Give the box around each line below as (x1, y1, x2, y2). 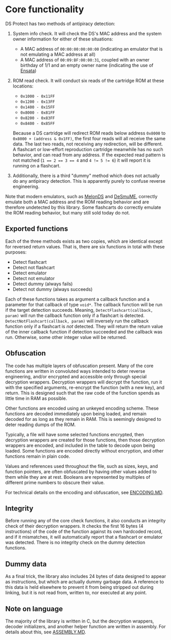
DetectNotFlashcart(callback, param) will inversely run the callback (5, 317, 149, 324)
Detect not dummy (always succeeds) (12, 286, 93, 292)
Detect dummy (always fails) (12, 281, 73, 287)
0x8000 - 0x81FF (20, 110, 55, 115)
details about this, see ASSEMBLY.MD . (5, 629, 86, 635)
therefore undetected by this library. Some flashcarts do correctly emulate (5, 204, 161, 210)
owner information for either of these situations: (12, 36, 113, 42)
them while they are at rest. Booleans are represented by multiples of (5, 474, 151, 480)
